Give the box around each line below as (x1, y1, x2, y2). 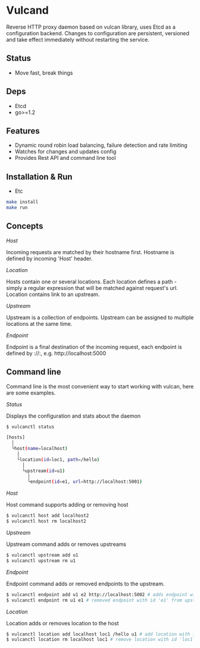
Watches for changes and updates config (14, 148, 117, 155)
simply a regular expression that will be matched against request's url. (6, 284, 179, 291)
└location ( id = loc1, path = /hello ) (17, 456, 100, 462)
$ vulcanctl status (6, 424, 55, 430)
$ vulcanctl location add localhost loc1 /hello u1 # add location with (6, 631, 190, 637)
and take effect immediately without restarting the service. (6, 36, 150, 43)
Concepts (6, 221, 43, 232)
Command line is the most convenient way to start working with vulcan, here (6, 382, 194, 390)
